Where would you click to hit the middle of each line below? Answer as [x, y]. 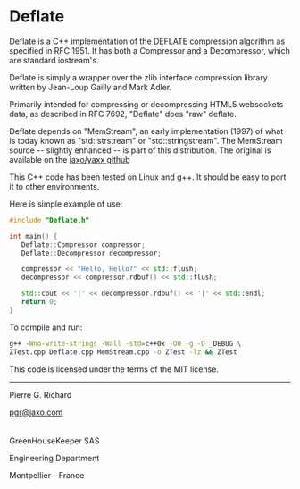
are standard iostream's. [54, 60]
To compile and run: [46, 327]
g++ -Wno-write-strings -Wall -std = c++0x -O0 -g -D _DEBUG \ [125, 343]
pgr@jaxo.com [36, 412]
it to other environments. [54, 186]
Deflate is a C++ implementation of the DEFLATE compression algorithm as [147, 41]
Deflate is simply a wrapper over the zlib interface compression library [138, 77]
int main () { [33, 236]
